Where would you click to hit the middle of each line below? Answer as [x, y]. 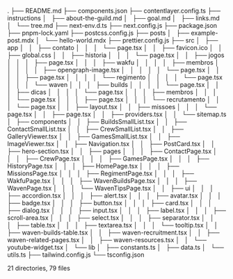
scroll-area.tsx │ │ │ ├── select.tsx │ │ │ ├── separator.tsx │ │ [111, 218]
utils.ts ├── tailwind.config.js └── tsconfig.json [76, 255]
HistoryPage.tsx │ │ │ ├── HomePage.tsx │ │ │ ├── [93, 166]
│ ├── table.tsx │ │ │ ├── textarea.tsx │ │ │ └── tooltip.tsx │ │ [113, 225]
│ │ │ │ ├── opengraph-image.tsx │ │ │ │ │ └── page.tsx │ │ [114, 70]
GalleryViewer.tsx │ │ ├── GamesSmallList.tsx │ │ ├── [94, 136]
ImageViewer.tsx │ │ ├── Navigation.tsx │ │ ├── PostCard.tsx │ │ [111, 144]
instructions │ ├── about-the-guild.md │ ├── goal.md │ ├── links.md [114, 18]
